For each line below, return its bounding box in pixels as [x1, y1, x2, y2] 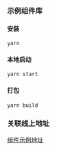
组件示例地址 [7, 136, 43, 144]
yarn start [7, 71, 38, 78]
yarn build [7, 101, 38, 109]
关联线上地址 [7, 118, 50, 128]
